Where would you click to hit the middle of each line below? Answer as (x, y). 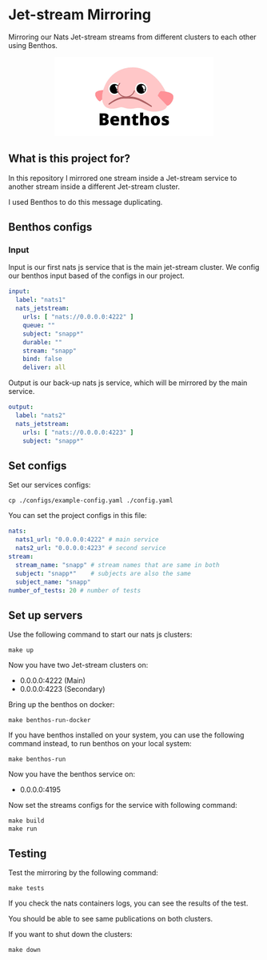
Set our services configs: (50, 485)
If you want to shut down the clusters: (71, 934)
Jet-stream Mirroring (80, 15)
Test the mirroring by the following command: (83, 873)
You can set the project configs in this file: (78, 516)
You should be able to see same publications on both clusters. (111, 919)
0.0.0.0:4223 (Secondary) (62, 689)
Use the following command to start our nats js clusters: (100, 635)
